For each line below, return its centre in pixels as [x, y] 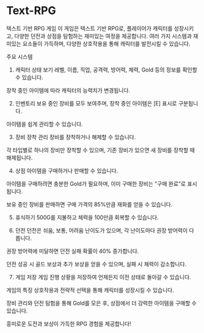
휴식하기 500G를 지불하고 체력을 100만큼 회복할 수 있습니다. [87, 217]
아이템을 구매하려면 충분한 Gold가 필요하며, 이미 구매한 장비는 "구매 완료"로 [96, 184]
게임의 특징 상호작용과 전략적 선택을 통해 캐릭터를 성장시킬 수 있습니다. [90, 290]
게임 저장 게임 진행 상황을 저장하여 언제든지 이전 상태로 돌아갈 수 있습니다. [103, 277]
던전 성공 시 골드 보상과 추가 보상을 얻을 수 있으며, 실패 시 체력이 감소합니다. [97, 264]
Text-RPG [31, 11]
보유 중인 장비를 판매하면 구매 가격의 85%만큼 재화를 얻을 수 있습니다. [89, 204]
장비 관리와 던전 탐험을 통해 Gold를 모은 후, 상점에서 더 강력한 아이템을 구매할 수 [102, 303]
